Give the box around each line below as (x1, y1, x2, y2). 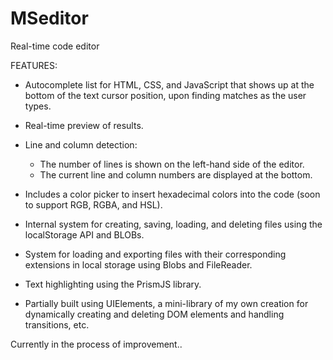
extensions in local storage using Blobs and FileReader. (24, 258, 253, 271)
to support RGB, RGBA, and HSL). (24, 198, 163, 211)
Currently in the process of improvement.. (10, 338, 183, 350)
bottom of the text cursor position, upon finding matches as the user (24, 89, 307, 101)
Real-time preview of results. (24, 119, 144, 131)
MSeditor (10, 7, 89, 30)
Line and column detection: (24, 138, 138, 151)
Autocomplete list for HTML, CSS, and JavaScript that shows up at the (24, 78, 315, 91)
